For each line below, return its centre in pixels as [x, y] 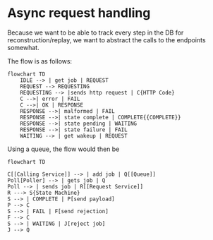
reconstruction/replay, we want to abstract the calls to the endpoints [107, 40]
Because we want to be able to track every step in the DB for [96, 32]
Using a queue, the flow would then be [63, 149]
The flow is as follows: [40, 61]
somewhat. [24, 47]
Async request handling [79, 13]
